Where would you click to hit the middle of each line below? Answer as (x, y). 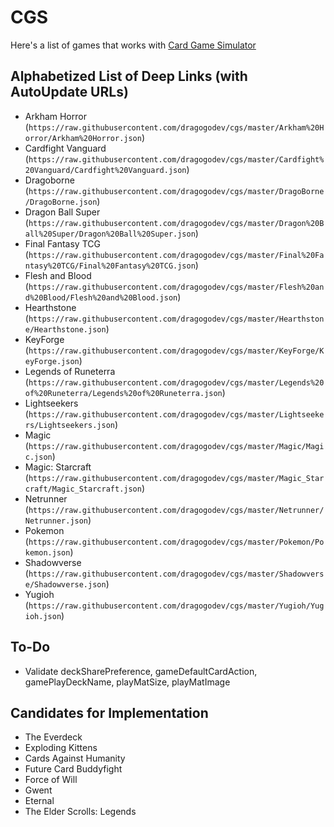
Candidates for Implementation (109, 712)
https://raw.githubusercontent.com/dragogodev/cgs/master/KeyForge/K (176, 351)
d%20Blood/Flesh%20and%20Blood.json (101, 297)
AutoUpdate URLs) (69, 92)
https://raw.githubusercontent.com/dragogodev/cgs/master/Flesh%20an (176, 287)
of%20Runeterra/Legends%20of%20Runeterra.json (123, 393)
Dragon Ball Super (62, 212)
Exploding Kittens (61, 748)
